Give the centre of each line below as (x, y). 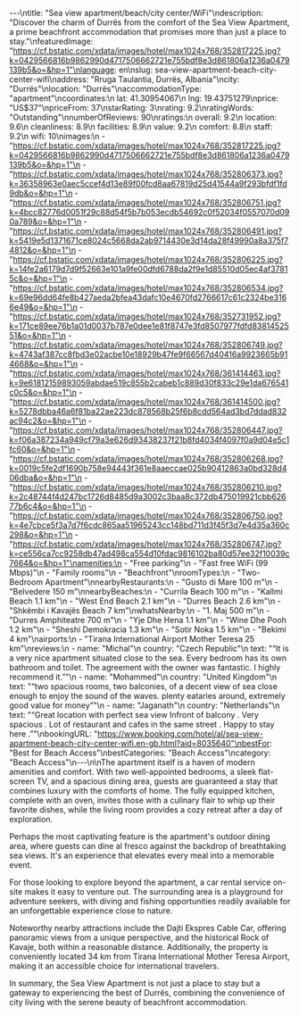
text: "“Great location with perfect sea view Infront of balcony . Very (134, 715)
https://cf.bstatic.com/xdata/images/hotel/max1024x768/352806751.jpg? (147, 203)
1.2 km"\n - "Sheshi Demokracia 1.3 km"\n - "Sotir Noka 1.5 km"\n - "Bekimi (148, 629)
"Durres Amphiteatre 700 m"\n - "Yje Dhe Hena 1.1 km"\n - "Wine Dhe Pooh (148, 620)
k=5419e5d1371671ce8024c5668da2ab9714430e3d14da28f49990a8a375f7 (149, 241)
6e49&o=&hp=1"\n (43, 307)
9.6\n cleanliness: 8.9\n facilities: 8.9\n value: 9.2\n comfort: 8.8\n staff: (141, 127)
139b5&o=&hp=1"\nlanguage (62, 70)
